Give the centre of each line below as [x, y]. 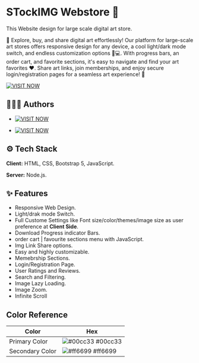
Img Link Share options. [44, 245]
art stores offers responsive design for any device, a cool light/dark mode [96, 46]
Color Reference [37, 315]
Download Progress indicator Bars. [57, 233]
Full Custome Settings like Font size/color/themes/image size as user [99, 220]
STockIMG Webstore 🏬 [63, 12]
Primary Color [29, 342]
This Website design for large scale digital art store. [69, 29]
